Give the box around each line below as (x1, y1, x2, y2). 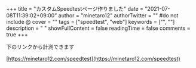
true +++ (6, 31, 29, 38)
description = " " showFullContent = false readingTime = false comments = (6, 24, 191, 32)
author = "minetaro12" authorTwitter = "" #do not (58, 12, 179, 19)
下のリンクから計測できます (6, 44, 75, 50)
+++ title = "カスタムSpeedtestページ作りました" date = (6, 5, 144, 12)
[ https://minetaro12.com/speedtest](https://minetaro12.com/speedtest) (6, 55, 180, 62)
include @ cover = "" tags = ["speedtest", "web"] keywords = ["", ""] (6, 18, 175, 25)
